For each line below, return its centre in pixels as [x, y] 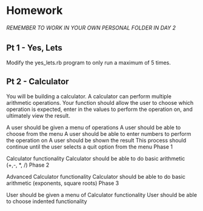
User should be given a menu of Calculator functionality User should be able [102, 195]
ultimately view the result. [38, 115]
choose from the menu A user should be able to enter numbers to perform [99, 133]
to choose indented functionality [47, 201]
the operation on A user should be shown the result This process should [96, 140]
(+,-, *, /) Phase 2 [28, 165]
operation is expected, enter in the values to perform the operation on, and [99, 109]
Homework [35, 11]
